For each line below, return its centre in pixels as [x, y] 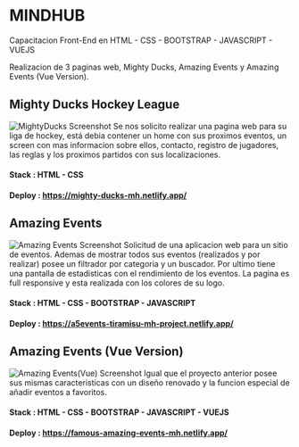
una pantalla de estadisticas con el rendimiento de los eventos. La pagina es [149, 273]
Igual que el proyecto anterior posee [211, 373]
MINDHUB [47, 16]
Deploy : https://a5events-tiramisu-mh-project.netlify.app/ [121, 323]
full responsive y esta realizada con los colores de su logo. [117, 283]
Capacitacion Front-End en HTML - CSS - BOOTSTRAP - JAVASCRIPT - [141, 40]
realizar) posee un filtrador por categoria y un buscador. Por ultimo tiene [142, 263]
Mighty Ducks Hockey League [95, 105]
